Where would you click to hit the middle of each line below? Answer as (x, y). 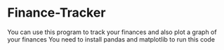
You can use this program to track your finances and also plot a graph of (112, 32)
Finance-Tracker (57, 13)
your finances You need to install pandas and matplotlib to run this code (111, 39)
